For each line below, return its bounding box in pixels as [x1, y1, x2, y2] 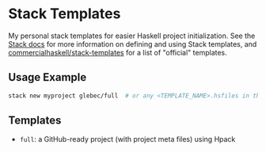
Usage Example [8, 70, 87, 84]
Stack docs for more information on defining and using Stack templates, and [8, 39, 257, 48]
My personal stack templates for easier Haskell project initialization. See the [8, 31, 256, 40]
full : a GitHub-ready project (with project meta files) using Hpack [19, 135, 236, 144]
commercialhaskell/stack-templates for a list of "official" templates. [8, 47, 227, 57]
